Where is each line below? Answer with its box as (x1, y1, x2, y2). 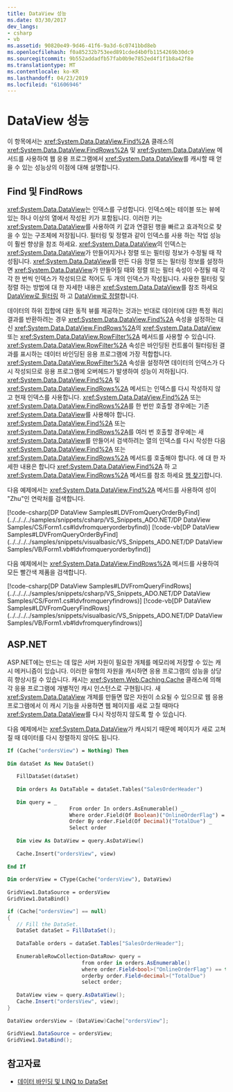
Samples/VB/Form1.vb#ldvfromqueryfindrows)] (7, 619, 143, 627)
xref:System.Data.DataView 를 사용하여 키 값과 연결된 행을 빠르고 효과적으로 (7, 222, 215, 231)
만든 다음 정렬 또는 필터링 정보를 (118, 257, 206, 265)
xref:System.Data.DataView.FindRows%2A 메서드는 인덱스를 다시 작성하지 (7, 385, 214, 392)
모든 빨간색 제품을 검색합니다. (7, 568, 87, 576)
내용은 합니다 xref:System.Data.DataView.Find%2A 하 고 (19, 462, 178, 470)
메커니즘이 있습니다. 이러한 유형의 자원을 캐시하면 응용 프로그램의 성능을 (14, 667, 209, 675)
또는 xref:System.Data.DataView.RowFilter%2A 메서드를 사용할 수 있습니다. (7, 333, 216, 340)
